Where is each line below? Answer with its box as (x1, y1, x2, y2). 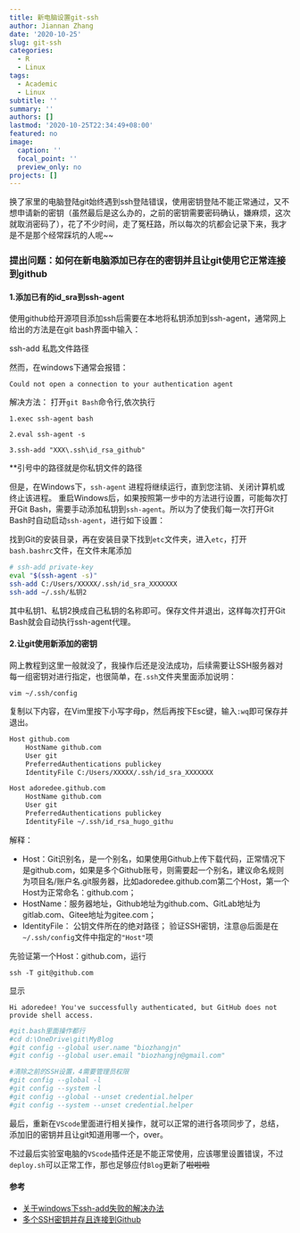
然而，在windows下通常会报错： (9, 362, 129, 373)
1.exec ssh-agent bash (9, 414, 94, 424)
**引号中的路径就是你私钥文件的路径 (9, 462, 143, 473)
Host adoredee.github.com (9, 784, 105, 793)
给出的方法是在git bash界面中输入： (9, 324, 141, 335)
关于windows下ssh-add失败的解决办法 (21, 1203, 164, 1213)
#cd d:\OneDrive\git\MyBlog (9, 1035, 114, 1044)
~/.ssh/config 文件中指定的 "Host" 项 (21, 931, 154, 942)
